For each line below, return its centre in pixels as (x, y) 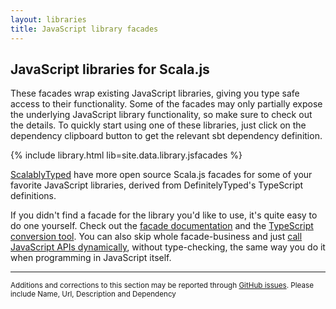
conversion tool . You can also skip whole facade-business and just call (156, 237)
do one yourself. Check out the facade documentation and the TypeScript (162, 226)
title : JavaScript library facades (84, 29)
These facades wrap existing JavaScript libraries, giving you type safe (155, 93)
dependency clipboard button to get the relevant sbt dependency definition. (166, 136)
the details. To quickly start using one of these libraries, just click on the (158, 125)
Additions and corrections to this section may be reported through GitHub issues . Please (162, 286)
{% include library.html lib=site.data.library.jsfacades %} (126, 155)
